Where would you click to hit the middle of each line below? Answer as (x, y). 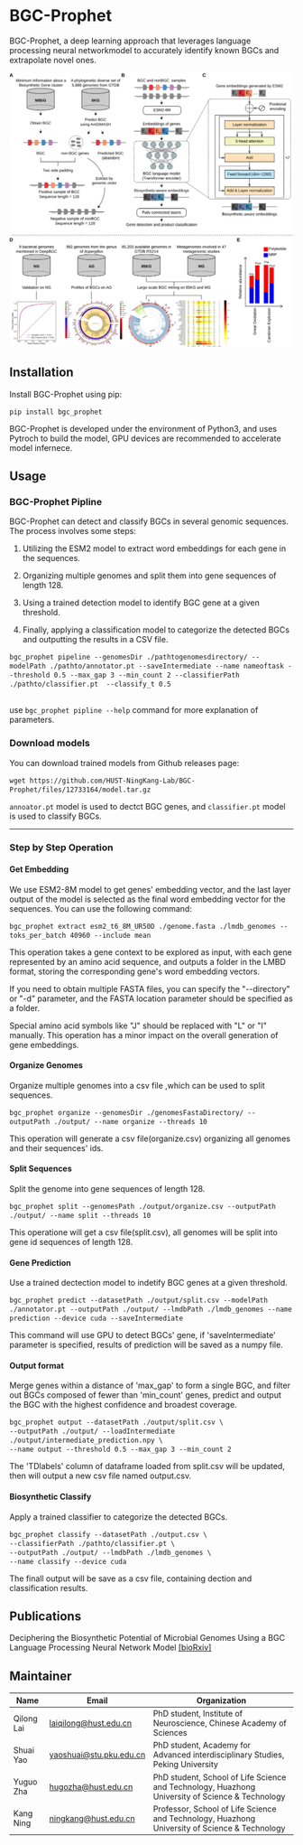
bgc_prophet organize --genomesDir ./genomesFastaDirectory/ (127, 1112)
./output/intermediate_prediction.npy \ (87, 1441)
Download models (50, 744)
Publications (46, 1617)
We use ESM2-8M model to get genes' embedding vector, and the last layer (150, 889)
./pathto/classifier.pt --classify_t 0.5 (90, 684)
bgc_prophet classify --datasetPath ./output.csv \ (108, 1534)
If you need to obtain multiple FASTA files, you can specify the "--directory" (150, 988)
